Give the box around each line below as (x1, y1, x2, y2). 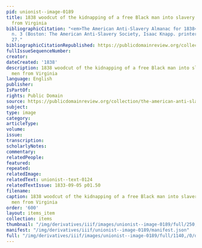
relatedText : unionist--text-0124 (6, 177, 93, 183)
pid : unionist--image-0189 (6, 8, 74, 15)
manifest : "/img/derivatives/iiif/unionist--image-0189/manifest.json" (6, 227, 189, 233)
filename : (6, 188, 31, 194)
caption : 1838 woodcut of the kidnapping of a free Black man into (6, 193, 179, 199)
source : (6, 98, 26, 104)
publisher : (6, 82, 34, 88)
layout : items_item (6, 210, 55, 217)
